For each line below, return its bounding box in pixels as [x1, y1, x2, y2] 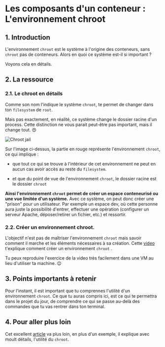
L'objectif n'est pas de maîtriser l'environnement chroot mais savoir [5, 235, 142, 241]
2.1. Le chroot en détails [5, 90, 63, 97]
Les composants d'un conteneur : [5, 3, 146, 14]
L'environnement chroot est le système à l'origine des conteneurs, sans [5, 46, 150, 52]
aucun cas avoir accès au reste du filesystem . [12, 166, 107, 172]
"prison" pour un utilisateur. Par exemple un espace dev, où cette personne [5, 201, 158, 207]
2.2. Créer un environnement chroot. [5, 223, 95, 230]
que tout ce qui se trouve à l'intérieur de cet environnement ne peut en [12, 161, 156, 167]
